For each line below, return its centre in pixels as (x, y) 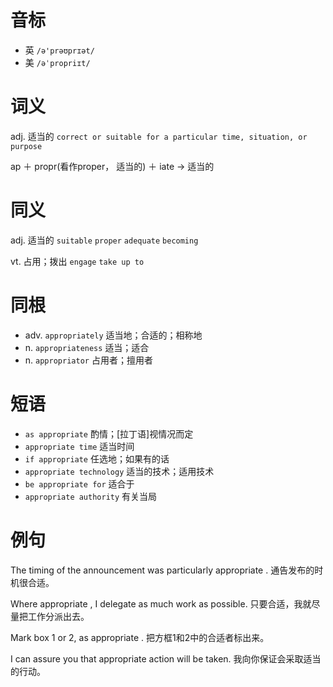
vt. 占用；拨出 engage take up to (77, 261)
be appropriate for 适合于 (79, 483)
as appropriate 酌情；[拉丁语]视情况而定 (109, 433)
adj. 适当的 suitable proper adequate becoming (104, 240)
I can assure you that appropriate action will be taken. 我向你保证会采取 (157, 658)
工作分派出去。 (58, 616)
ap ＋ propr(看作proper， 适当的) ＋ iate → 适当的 (112, 166)
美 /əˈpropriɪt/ (57, 62)
